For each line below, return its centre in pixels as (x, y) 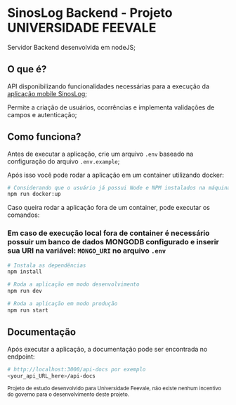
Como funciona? (44, 137)
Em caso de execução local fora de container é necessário (109, 233)
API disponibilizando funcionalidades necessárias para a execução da (108, 86)
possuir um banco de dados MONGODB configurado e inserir (113, 242)
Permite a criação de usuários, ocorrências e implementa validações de (111, 107)
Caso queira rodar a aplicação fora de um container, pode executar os (109, 208)
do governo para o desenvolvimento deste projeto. (68, 394)
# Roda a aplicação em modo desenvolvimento (73, 285)
